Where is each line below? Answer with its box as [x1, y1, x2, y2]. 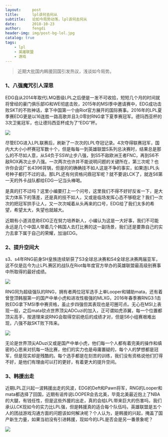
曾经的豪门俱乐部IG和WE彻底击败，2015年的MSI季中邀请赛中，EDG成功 [9, 101, 157, 107]
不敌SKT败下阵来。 [22, 320, 62, 326]
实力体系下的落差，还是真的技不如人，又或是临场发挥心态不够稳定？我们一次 [5, 194, 163, 200]
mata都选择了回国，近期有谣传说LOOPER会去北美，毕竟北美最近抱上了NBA [5, 391, 160, 397]
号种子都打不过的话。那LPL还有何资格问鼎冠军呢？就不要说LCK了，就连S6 [5, 171, 158, 177]
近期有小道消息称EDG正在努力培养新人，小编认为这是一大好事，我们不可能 [5, 217, 159, 223]
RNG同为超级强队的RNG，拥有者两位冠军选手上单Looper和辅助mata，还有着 [5, 288, 163, 295]
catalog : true [5, 36, 35, 41]
